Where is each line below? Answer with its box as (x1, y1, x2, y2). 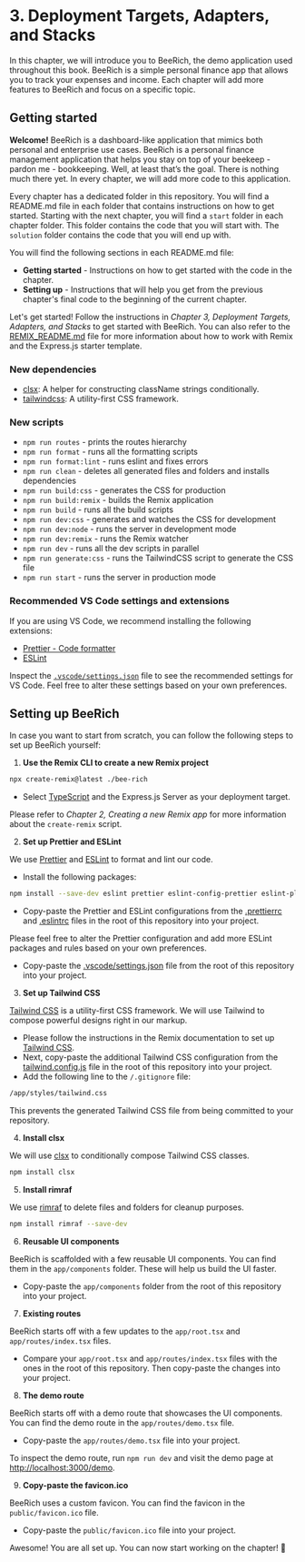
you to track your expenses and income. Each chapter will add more (9, 74, 264, 85)
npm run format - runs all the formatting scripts (22, 447, 198, 458)
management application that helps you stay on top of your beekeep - (9, 154, 271, 165)
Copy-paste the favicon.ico (22, 1479, 129, 1490)
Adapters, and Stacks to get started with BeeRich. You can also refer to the (9, 320, 290, 332)
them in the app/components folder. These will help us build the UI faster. (9, 1263, 277, 1274)
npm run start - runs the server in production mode (22, 572, 216, 583)
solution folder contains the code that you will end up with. (9, 229, 231, 240)
